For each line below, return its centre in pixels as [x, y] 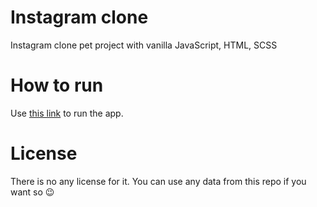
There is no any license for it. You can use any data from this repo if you [158, 181]
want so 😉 [32, 192]
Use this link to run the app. [67, 113]
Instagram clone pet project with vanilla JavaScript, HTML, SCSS [144, 45]
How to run [57, 85]
